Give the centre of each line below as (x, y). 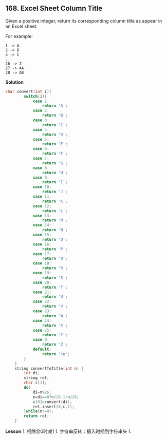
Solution (15, 82)
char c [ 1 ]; (35, 383)
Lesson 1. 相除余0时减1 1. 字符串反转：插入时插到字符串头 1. (69, 431)
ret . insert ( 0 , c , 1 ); (53, 407)
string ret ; (37, 378)
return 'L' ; (55, 211)
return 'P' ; (55, 249)
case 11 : (42, 197)
